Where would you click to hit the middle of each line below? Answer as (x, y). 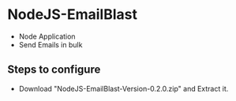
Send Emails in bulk (51, 44)
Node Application (47, 36)
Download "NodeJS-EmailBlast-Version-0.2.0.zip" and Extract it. (124, 88)
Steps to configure (54, 70)
